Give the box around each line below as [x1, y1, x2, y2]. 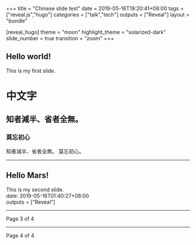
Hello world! [6, 52, 51, 62]
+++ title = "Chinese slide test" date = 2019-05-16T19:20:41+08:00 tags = [6, 5, 184, 12]
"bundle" [6, 17, 28, 24]
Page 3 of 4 [6, 215, 34, 222]
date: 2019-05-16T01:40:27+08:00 [6, 192, 89, 199]
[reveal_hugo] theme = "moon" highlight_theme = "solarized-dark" [6, 29, 166, 36]
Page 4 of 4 [6, 232, 35, 239]
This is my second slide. [6, 186, 64, 193]
